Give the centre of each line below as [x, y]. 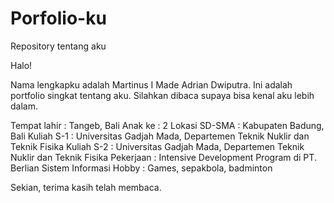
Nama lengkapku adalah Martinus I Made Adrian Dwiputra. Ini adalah [151, 84]
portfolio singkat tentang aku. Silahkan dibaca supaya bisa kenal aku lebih [162, 95]
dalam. [24, 106]
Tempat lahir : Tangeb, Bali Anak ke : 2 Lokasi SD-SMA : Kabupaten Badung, [167, 125]
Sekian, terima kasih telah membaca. [86, 187]
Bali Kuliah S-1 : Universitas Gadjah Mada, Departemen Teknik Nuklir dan [160, 136]
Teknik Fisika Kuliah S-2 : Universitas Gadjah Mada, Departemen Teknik [157, 146]
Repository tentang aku [58, 46]
